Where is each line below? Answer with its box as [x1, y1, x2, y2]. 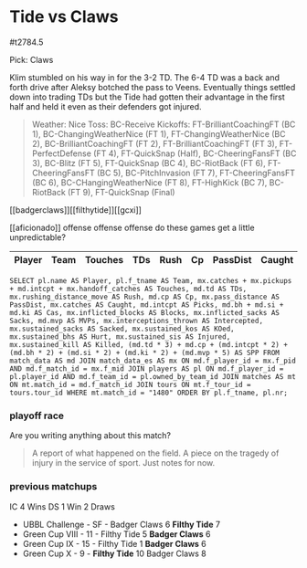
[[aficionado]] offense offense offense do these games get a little [9, 222, 255, 233]
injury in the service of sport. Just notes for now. [31, 458, 216, 468]
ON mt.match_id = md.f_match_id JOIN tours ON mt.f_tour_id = [9, 380, 251, 389]
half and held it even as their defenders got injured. [9, 100, 203, 111]
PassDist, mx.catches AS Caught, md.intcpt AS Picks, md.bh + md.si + [9, 300, 284, 310]
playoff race [9, 409, 65, 422]
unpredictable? [9, 231, 67, 243]
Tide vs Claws [9, 6, 119, 27]
